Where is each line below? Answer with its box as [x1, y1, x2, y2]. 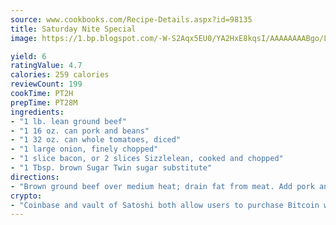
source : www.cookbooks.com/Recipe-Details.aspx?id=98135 [10, 14, 253, 25]
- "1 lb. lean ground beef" [10, 116, 128, 126]
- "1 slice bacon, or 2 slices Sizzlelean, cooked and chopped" [10, 154, 284, 164]
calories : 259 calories [10, 70, 110, 80]
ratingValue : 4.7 [10, 61, 83, 71]
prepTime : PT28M [10, 97, 78, 108]
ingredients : [10, 107, 65, 117]
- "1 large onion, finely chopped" [10, 144, 159, 155]
